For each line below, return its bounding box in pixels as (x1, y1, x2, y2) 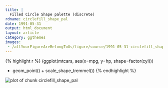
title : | (5, 7, 23, 12)
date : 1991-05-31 (5, 21, 41, 26)
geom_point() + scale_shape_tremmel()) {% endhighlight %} (12, 68, 136, 74)
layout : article (5, 30, 39, 35)
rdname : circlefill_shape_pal (5, 16, 68, 21)
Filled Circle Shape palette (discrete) (9, 12, 95, 17)
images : (5, 40, 21, 45)
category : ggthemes (5, 35, 46, 40)
